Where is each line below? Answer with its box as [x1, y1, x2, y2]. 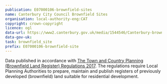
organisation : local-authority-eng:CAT [5, 16, 88, 21]
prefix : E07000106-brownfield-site [5, 44, 79, 49]
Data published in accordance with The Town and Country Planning [5, 57, 144, 63]
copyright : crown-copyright [5, 21, 64, 26]
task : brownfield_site [5, 40, 52, 44]
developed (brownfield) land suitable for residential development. [5, 73, 139, 79]
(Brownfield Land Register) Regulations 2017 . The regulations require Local [5, 63, 158, 69]
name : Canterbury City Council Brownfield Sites [5, 12, 108, 17]
